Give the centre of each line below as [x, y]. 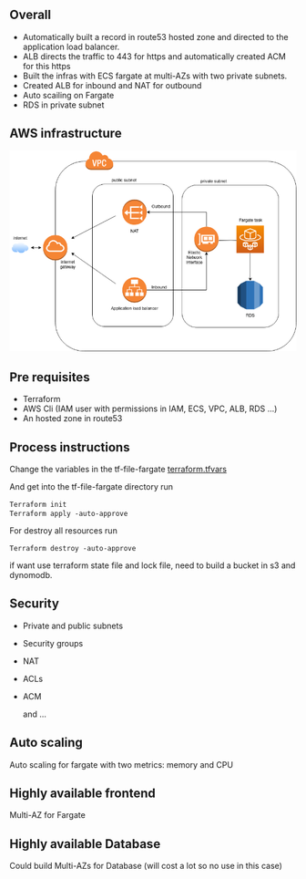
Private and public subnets [73, 626]
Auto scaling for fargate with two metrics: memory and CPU [122, 764]
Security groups [53, 643]
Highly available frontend [83, 793]
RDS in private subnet [63, 105]
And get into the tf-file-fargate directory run [92, 486]
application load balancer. [71, 47]
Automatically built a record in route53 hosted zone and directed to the [155, 36]
